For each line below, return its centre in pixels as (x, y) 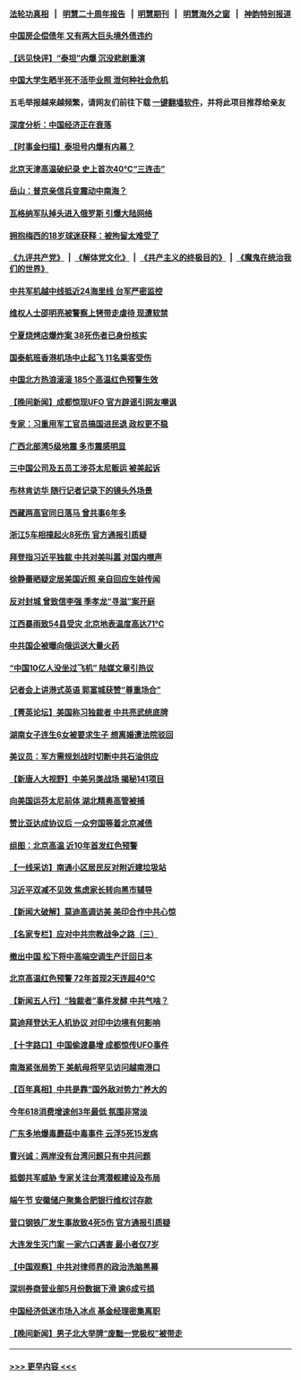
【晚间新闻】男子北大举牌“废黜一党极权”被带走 (96, 1333)
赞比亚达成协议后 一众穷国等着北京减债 (81, 823)
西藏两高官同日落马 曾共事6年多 (68, 513)
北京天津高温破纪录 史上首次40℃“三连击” (87, 168)
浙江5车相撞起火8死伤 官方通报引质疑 (78, 535)
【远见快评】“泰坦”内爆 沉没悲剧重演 (77, 57)
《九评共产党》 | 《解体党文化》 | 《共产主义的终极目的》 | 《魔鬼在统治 (146, 258)
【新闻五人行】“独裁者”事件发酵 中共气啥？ (89, 1000)
